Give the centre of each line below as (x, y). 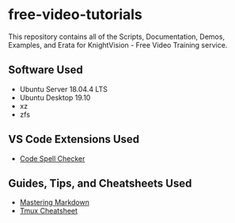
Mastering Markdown (54, 202)
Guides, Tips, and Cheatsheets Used (100, 183)
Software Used (45, 70)
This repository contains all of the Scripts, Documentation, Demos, (117, 37)
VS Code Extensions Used (74, 139)
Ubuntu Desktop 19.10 (55, 98)
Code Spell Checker (52, 158)
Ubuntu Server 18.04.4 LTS (64, 89)
